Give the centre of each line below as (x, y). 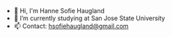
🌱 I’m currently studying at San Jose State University (89, 18)
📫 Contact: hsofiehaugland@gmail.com (71, 26)
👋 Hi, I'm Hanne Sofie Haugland (59, 11)
